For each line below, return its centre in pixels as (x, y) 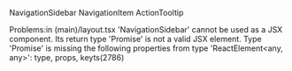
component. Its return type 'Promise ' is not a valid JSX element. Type (136, 39)
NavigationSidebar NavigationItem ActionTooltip (96, 13)
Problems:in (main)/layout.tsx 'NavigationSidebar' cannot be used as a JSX (146, 29)
